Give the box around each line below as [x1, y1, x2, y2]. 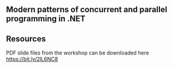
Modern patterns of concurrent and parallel [6, 5, 168, 15]
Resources [6, 33, 46, 43]
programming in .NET [6, 14, 86, 24]
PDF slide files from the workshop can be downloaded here [6, 49, 149, 56]
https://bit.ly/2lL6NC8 [6, 56, 58, 63]
